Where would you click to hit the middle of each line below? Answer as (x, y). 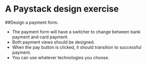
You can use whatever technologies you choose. (61, 57)
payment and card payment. (40, 37)
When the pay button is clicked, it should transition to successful (77, 47)
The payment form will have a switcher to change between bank (76, 32)
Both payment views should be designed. (53, 42)
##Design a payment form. (32, 22)
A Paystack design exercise (62, 9)
